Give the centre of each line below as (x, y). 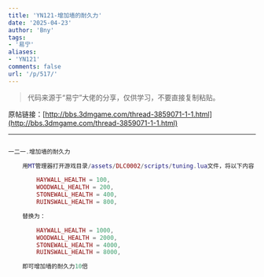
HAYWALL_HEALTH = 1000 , (75, 230)
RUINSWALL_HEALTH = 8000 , (79, 253)
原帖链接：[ (27, 114)
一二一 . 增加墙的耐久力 (39, 151)
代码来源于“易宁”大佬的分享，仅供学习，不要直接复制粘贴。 (123, 97)
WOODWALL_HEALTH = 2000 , (77, 238)
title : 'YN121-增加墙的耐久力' (55, 15)
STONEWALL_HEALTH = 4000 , (79, 245)
